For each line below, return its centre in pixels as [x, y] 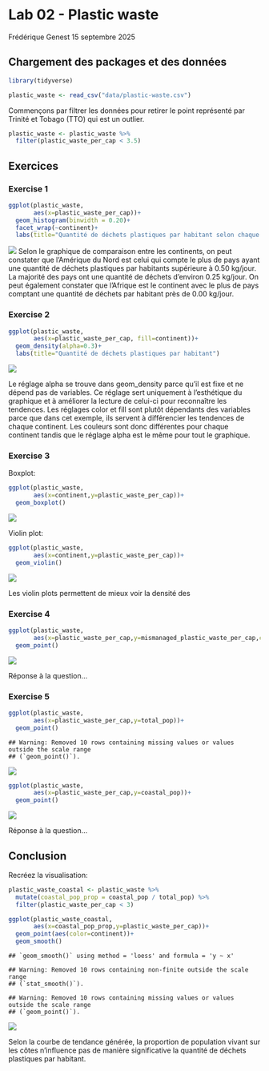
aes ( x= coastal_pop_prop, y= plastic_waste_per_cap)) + [121, 927]
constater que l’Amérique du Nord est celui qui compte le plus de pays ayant [134, 260]
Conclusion [38, 856]
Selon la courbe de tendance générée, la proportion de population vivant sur [134, 1042]
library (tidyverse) [41, 81]
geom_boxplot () [41, 503]
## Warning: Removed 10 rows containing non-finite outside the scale [128, 970]
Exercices [33, 166]
